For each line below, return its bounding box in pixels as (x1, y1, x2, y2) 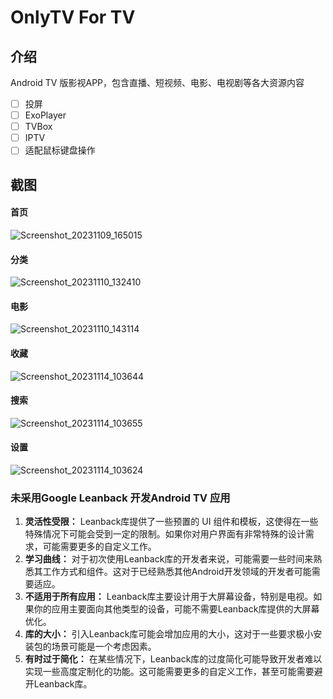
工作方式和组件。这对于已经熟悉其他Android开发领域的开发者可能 (42, 566, 312, 578)
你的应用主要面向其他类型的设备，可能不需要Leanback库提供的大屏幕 (33, 603, 320, 615)
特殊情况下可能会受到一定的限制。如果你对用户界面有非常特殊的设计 (24, 528, 306, 540)
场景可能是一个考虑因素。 (51, 641, 157, 653)
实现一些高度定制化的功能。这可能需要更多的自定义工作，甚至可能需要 (24, 666, 315, 678)
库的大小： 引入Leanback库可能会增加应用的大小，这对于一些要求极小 (24, 628, 314, 640)
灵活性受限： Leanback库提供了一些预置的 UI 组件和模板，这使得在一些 (24, 516, 319, 528)
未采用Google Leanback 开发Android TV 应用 (10, 491, 231, 505)
